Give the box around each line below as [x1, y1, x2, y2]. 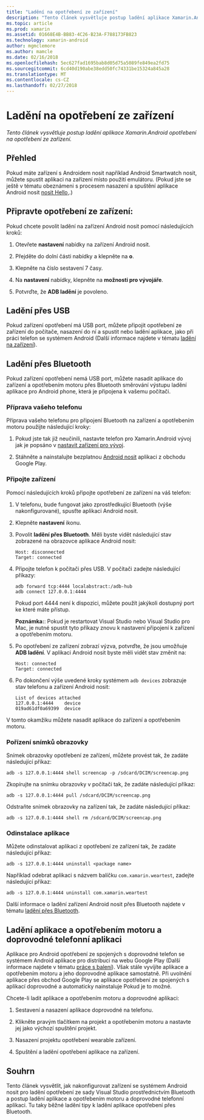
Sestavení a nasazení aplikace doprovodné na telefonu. [15, 1006, 154, 1014]
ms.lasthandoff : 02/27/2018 [6, 83, 78, 89]
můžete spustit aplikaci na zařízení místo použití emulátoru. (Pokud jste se [6, 175, 191, 183]
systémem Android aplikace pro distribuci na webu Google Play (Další [6, 957, 180, 964]
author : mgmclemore [6, 43, 56, 49]
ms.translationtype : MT [6, 71, 67, 77]
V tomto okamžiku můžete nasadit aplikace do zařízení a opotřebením [6, 716, 181, 724]
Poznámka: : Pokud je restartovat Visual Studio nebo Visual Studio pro [15, 618, 190, 625]
